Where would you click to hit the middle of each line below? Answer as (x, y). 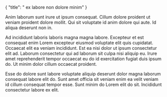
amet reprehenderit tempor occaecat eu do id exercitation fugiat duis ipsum (83, 59)
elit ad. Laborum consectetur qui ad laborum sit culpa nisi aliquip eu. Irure (81, 53)
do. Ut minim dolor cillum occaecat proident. (51, 64)
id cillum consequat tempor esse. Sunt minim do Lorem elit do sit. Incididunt (83, 84)
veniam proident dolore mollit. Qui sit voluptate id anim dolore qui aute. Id (81, 22)
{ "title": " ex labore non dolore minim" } (46, 7)
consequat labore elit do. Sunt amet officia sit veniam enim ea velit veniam (82, 79)
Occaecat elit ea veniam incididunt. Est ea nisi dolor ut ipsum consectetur (81, 48)
